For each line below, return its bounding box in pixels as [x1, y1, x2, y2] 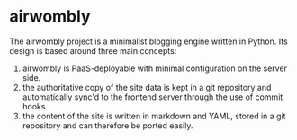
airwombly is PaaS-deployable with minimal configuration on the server [22, 63, 288, 74]
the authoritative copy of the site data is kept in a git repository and [22, 82, 272, 92]
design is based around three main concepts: [9, 45, 177, 56]
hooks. [22, 101, 48, 111]
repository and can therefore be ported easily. [22, 119, 193, 131]
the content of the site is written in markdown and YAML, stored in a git [22, 110, 286, 121]
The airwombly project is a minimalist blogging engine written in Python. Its [9, 36, 288, 47]
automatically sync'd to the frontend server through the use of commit [22, 92, 283, 102]
